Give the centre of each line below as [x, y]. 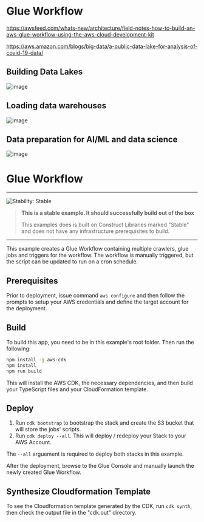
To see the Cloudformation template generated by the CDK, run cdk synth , [99, 506]
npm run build [24, 371]
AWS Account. [33, 442]
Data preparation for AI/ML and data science [92, 139]
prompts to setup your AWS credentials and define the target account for [97, 302]
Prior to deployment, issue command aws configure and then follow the [96, 296]
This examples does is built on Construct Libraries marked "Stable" [105, 225]
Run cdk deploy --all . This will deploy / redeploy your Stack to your [100, 436]
